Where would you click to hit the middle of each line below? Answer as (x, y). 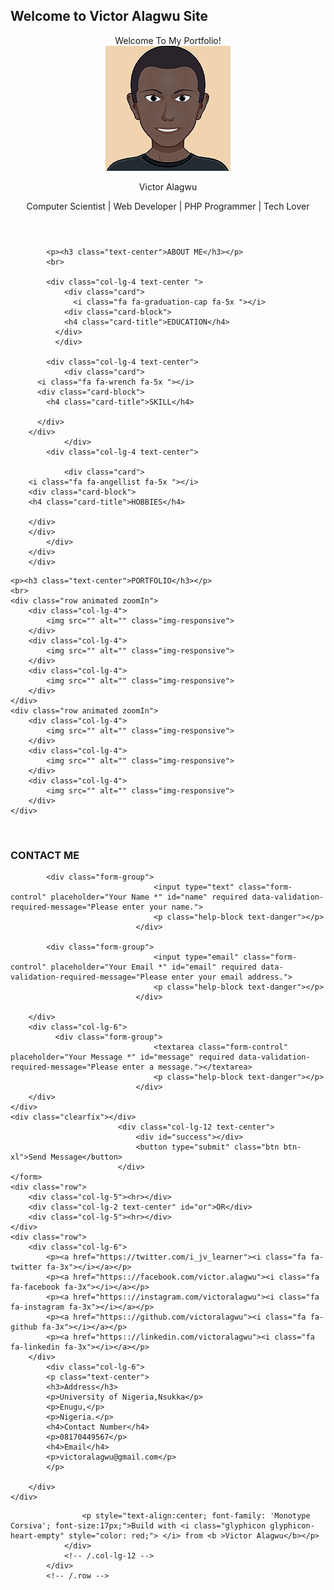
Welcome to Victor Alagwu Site (109, 16)
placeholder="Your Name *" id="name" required (149, 897)
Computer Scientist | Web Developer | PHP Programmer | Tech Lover (168, 206)
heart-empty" (37, 1536)
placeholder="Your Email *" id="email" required (153, 967)
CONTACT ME (45, 855)
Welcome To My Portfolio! (168, 40)
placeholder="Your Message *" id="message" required (122, 1057)
